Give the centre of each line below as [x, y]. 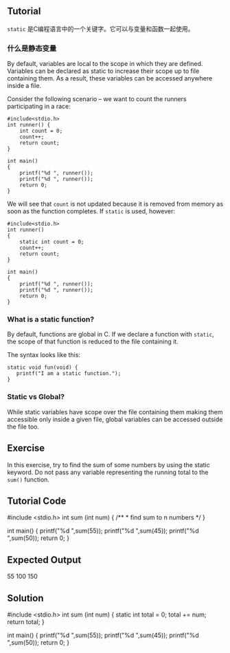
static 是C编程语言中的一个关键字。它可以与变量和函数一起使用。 [101, 29]
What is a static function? [51, 319]
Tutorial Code [37, 501]
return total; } [26, 621]
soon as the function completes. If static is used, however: [91, 211]
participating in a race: [39, 107]
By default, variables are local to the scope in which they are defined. [105, 64]
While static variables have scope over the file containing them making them [115, 411]
